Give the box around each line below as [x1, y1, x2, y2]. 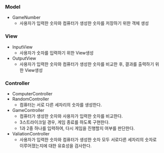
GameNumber [12, 15, 41, 21]
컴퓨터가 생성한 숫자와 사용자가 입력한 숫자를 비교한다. [19, 113, 123, 119]
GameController [12, 107, 45, 113]
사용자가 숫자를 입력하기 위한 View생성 [19, 50, 94, 56]
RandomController [12, 96, 49, 102]
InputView [12, 44, 33, 50]
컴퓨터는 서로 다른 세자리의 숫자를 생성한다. [19, 102, 102, 108]
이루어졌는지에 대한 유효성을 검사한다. [19, 143, 92, 149]
